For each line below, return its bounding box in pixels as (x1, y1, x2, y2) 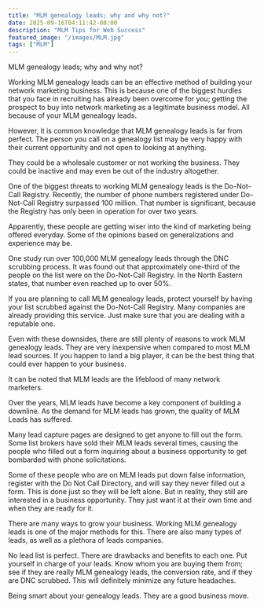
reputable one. (8, 319, 56, 328)
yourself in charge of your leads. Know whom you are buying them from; (8, 559, 244, 569)
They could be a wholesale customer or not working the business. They (8, 158, 240, 167)
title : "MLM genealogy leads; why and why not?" (8, 11, 170, 20)
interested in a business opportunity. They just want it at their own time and (8, 496, 252, 505)
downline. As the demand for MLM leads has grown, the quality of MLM (8, 406, 240, 416)
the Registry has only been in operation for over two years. (8, 207, 199, 216)
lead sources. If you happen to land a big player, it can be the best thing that (8, 351, 255, 361)
